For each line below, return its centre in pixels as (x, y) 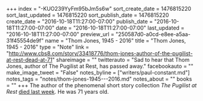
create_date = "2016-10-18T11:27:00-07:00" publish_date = (79, 21)
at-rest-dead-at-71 (29, 60)
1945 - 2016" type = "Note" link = (48, 47)
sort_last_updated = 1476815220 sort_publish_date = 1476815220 (88, 15)
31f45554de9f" (25, 41)
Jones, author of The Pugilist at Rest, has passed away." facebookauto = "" (100, 66)
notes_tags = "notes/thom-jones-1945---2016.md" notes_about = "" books (99, 79)
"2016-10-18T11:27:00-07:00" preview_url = (60, 34)
